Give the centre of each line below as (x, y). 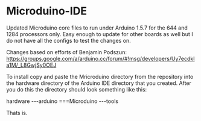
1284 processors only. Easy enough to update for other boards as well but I (100, 34)
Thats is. (17, 113)
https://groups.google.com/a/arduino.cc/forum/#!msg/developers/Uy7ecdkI (101, 58)
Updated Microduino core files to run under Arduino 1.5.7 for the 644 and (97, 28)
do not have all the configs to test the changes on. (69, 40)
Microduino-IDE (47, 11)
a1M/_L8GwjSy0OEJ (31, 65)
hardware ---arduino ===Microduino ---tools (62, 101)
